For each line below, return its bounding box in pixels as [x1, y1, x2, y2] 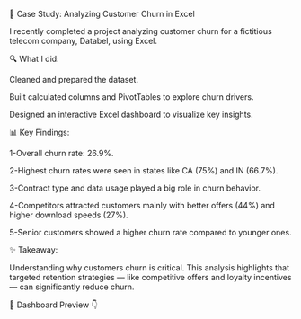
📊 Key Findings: [9, 127, 70, 137]
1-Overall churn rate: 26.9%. [9, 148, 114, 158]
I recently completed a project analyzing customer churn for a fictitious [9, 26, 272, 36]
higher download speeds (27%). [9, 209, 128, 220]
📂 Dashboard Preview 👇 [9, 299, 98, 310]
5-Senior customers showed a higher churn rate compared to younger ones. [9, 227, 292, 237]
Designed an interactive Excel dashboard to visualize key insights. [9, 109, 253, 120]
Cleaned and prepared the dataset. [9, 75, 139, 84]
